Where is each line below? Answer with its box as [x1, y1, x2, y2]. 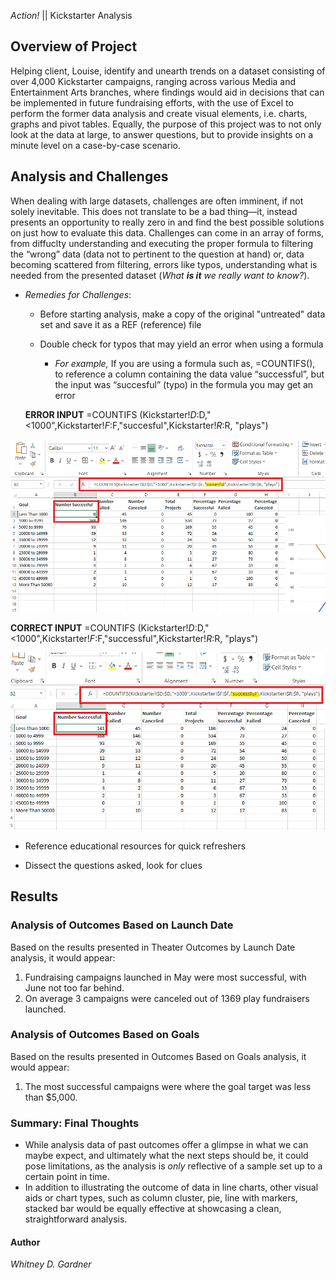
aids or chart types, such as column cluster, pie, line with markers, [24, 1192, 298, 1204]
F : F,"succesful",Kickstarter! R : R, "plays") [104, 419, 269, 431]
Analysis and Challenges [10, 168, 169, 185]
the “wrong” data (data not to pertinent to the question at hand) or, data [10, 248, 305, 260]
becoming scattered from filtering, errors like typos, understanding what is [10, 258, 318, 270]
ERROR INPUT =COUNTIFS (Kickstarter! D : [24, 408, 200, 420]
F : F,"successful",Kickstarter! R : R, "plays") [89, 633, 259, 645]
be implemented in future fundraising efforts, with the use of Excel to [10, 96, 294, 109]
